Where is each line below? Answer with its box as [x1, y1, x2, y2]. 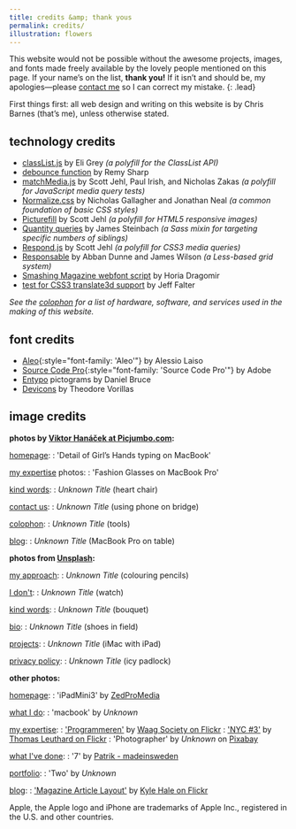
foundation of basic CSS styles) [21, 204, 139, 215]
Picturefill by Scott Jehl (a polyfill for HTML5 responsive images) [21, 214, 258, 225]
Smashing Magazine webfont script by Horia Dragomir [21, 271, 221, 281]
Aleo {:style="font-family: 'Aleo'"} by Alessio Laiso [21, 356, 203, 365]
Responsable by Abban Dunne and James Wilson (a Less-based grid [21, 251, 274, 262]
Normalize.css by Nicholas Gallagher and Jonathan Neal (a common [21, 196, 271, 206]
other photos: [9, 672, 61, 683]
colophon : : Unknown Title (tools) [9, 518, 131, 529]
